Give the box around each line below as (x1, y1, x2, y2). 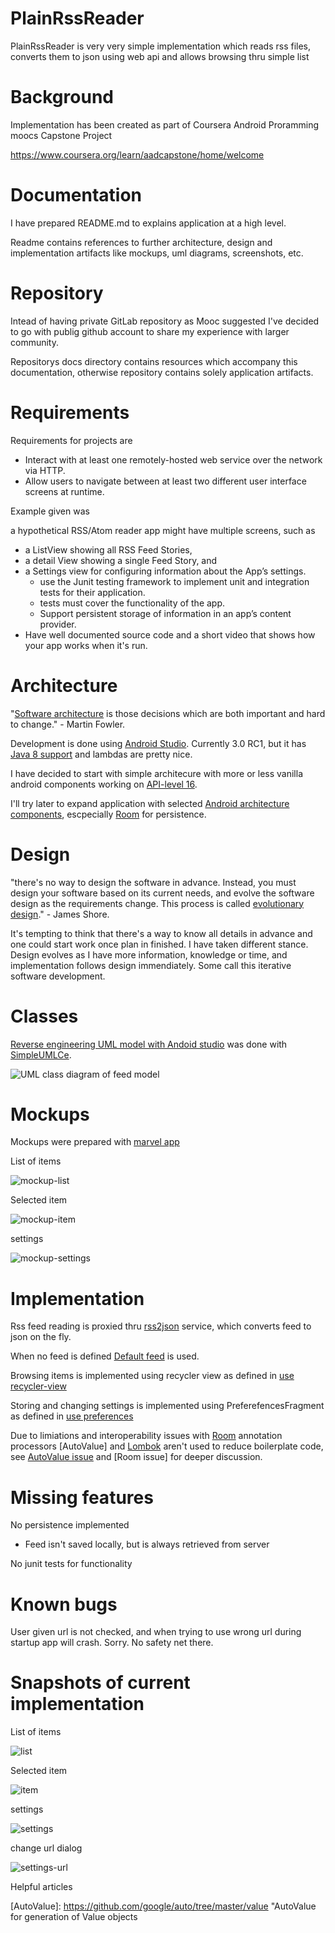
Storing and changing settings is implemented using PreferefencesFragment (10, 1400, 325, 1412)
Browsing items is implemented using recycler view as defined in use (10, 1370, 295, 1382)
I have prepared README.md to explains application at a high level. (10, 217, 287, 229)
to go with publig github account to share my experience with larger (10, 325, 290, 337)
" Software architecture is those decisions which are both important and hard (10, 707, 326, 719)
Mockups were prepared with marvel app (10, 1136, 180, 1148)
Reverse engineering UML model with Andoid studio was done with (10, 1038, 288, 1050)
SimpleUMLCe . (10, 1048, 72, 1061)
